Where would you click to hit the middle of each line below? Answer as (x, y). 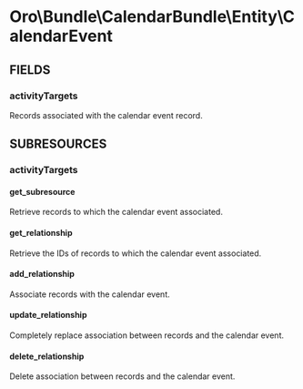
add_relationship (42, 274)
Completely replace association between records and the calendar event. (147, 335)
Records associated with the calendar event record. (106, 115)
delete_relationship (47, 356)
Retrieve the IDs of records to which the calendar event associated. (136, 253)
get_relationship (41, 232)
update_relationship (48, 315)
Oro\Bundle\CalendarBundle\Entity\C (152, 17)
